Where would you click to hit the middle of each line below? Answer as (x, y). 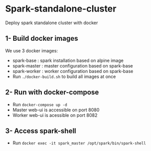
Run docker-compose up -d (40, 104)
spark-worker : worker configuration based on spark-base (73, 71)
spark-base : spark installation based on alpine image (68, 60)
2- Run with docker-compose (52, 92)
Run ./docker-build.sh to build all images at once (64, 77)
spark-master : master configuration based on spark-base (73, 65)
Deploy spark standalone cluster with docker (52, 23)
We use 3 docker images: (31, 50)
